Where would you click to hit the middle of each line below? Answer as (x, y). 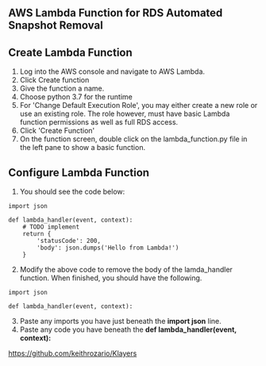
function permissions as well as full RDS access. (99, 122)
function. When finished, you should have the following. (111, 278)
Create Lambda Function (70, 52)
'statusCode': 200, (69, 241)
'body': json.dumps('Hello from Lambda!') (108, 248)
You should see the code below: (72, 192)
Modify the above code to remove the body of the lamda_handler (126, 270)
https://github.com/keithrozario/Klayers (73, 353)
